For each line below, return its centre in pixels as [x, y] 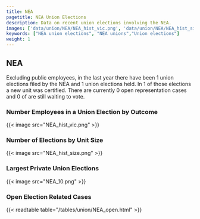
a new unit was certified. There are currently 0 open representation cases [96, 90]
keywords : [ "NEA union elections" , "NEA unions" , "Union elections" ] [93, 34]
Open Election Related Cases [49, 196]
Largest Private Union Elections [53, 169]
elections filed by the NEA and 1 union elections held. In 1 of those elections [99, 84]
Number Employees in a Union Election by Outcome [82, 112]
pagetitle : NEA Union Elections [46, 17]
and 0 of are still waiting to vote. [46, 96]
